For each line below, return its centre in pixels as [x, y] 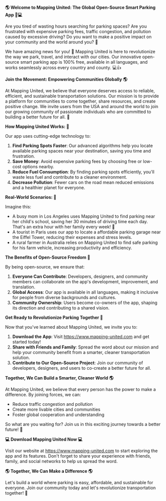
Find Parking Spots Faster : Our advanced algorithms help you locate [83, 146]
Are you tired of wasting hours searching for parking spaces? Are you [76, 26]
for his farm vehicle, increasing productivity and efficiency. [72, 248]
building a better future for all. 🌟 [38, 117]
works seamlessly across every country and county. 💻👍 [63, 68]
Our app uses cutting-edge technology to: [48, 136]
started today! [26, 342]
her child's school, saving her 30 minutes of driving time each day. [80, 221]
